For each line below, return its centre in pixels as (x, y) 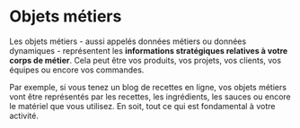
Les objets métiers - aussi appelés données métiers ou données (128, 41)
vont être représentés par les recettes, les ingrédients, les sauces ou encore (150, 97)
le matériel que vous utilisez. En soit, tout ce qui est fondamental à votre (142, 106)
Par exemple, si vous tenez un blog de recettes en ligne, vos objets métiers (148, 87)
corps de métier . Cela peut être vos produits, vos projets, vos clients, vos (145, 60)
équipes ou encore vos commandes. (77, 70)
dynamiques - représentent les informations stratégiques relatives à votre (149, 50)
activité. (24, 115)
